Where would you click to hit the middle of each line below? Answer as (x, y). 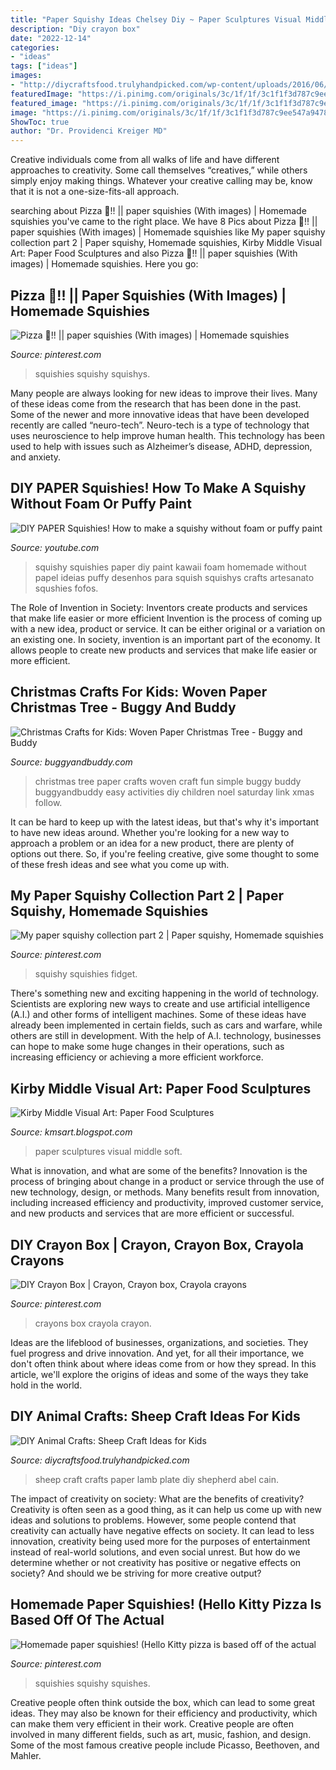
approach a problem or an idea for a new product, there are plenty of (152, 843)
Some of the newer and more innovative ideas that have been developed (160, 414)
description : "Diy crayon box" (75, 29)
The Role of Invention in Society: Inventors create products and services (159, 607)
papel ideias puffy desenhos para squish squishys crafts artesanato (174, 577)
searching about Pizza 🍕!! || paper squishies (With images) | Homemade (158, 211)
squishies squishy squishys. (92, 373)
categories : (35, 47)
